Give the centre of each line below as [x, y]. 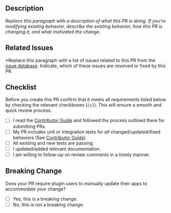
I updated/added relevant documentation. [57, 149]
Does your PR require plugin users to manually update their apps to [76, 183]
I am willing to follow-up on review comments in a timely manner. [81, 154]
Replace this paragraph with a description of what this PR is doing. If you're [85, 21]
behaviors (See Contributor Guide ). [50, 138]
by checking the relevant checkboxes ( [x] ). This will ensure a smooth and [83, 105]
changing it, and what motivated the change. [53, 32]
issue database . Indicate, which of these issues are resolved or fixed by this [85, 66]
